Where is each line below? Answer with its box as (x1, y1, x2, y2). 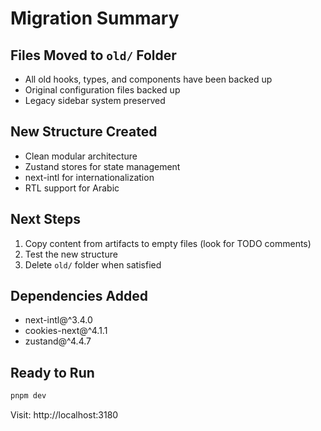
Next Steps (10, 211, 81, 228)
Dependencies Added (10, 288, 149, 305)
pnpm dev (10, 391, 47, 401)
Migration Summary (10, 7, 180, 30)
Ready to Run (10, 364, 95, 381)
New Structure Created (10, 123, 158, 141)
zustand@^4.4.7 (24, 335, 92, 347)
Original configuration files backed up (24, 84, 181, 96)
